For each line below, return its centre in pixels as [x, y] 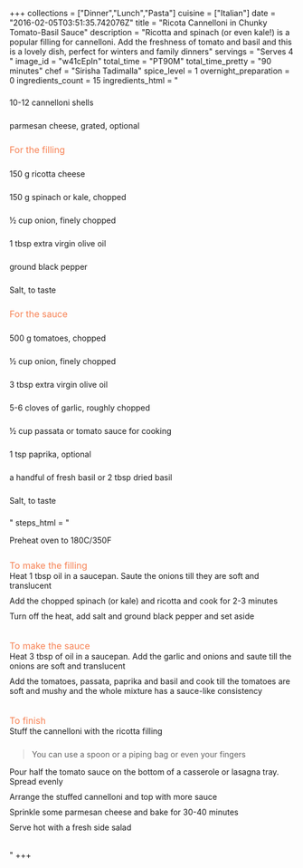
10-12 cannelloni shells [52, 102]
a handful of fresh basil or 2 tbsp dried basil [91, 477]
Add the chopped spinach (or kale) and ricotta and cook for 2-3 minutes [144, 601]
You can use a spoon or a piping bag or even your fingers [138, 754]
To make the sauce [50, 646]
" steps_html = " [39, 523]
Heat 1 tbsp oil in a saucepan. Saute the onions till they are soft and [134, 576]
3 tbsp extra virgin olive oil [59, 385]
